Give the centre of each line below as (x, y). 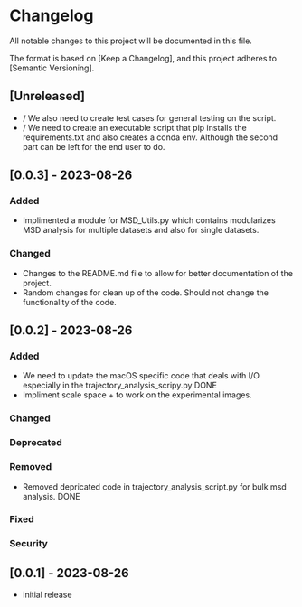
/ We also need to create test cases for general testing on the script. (149, 117)
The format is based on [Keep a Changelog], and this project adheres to (143, 58)
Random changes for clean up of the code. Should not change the (146, 292)
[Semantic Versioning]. (52, 68)
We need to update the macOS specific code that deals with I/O (141, 376)
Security (28, 544)
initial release (47, 595)
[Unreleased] (47, 96)
